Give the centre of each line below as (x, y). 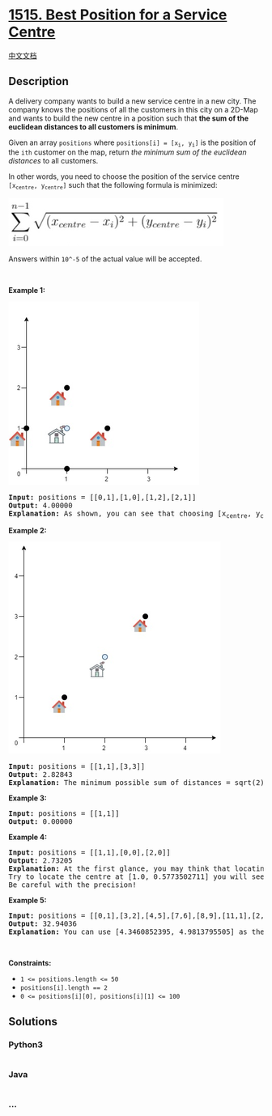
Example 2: (28, 531)
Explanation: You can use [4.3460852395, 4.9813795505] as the (136, 932)
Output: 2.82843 (40, 775)
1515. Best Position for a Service (118, 15)
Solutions (33, 1021)
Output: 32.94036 (42, 924)
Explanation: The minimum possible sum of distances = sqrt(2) (136, 783)
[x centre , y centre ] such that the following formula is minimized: (113, 186)
